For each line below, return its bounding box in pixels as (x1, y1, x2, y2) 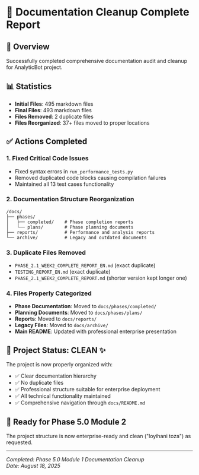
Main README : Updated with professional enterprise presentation (14, 328, 176, 335)
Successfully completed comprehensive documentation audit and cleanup (6, 58, 188, 64)
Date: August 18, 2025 (6, 463, 61, 470)
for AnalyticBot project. (6, 64, 63, 71)
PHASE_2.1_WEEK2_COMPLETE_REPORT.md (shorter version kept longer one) (14, 274, 188, 281)
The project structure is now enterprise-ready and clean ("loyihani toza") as (6, 433, 191, 440)
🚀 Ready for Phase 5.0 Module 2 (6, 417, 126, 427)
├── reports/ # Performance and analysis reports (6, 229, 155, 235)
